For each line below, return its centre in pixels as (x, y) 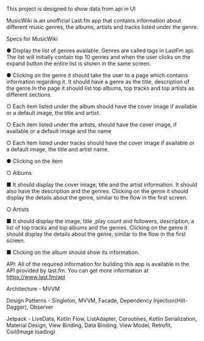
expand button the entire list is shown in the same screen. (79, 64)
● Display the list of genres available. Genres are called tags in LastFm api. (100, 50)
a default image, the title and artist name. (58, 149)
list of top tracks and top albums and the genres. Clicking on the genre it (97, 228)
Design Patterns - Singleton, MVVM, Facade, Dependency (79, 301)
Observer (41, 307)
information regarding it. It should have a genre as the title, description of (98, 82)
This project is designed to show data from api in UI (71, 9)
